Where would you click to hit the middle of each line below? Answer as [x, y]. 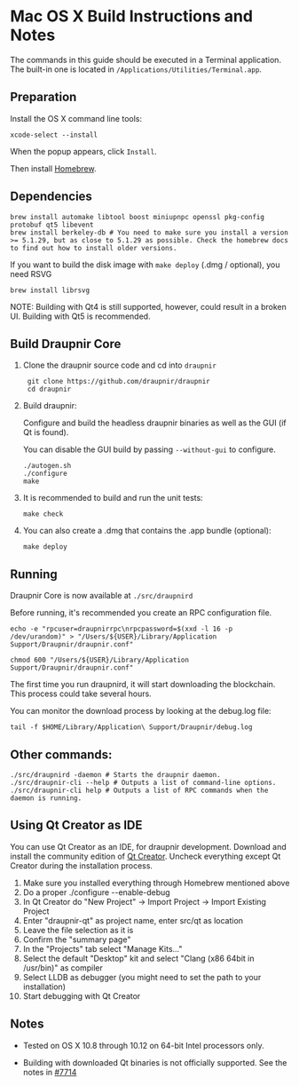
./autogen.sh [47, 466]
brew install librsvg [50, 290]
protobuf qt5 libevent [52, 225]
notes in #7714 [50, 1072]
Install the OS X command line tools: [76, 118]
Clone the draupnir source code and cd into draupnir [119, 365]
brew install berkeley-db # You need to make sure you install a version [149, 233]
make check [43, 514]
